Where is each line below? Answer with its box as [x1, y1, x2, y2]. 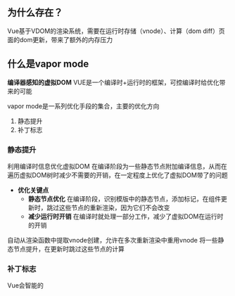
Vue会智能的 [7, 281, 44, 290]
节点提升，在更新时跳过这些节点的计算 [13, 245, 125, 253]
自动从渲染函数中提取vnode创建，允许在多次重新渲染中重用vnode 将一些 [7, 236, 218, 244]
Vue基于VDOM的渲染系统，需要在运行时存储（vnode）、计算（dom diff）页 [7, 27, 225, 35]
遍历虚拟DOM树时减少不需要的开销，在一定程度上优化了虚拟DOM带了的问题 [7, 171, 228, 179]
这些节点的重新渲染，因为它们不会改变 [58, 203, 170, 212]
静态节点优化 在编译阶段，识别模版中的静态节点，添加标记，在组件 [27, 194, 222, 202]
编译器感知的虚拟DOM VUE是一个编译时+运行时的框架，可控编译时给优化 [7, 78, 220, 86]
